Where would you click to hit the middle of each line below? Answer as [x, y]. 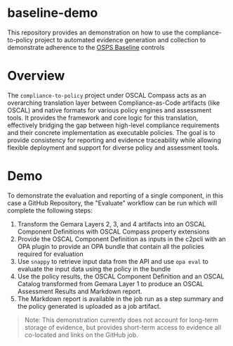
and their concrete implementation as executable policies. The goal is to [111, 132]
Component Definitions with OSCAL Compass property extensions [113, 231]
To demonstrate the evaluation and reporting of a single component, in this [115, 196]
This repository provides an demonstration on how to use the [95, 32]
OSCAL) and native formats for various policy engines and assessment [109, 110]
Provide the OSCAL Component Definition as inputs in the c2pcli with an [121, 239]
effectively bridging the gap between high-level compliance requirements [113, 125]
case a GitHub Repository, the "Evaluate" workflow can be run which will [112, 203]
